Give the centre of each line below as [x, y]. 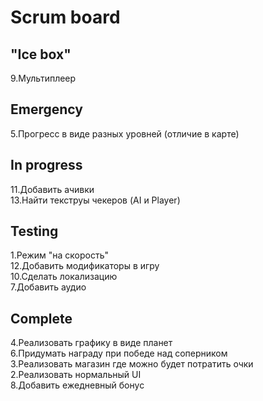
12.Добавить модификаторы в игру [85, 266]
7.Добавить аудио [48, 287]
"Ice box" [41, 54]
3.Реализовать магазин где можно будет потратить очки [132, 364]
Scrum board [65, 17]
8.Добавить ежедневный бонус [77, 385]
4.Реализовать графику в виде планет [91, 343]
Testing [34, 231]
